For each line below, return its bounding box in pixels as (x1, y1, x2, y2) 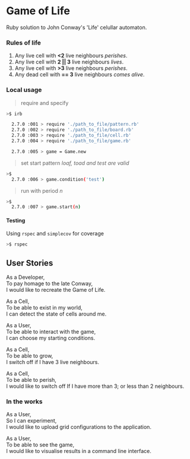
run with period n (20, 187, 63, 194)
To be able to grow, (6, 352, 53, 359)
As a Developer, (6, 274, 45, 281)
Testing (6, 216, 26, 224)
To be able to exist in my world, (6, 304, 83, 311)
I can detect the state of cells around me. (6, 310, 107, 318)
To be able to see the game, (6, 441, 75, 448)
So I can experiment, (6, 417, 57, 425)
